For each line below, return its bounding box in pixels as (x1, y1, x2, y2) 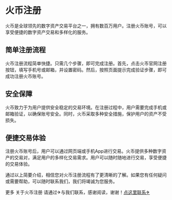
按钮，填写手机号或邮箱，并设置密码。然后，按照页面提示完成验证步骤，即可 (5, 66, 167, 72)
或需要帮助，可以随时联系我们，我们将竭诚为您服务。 (5, 178, 118, 185)
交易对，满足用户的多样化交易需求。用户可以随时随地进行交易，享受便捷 (14, 155, 167, 161)
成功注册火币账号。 (5, 73, 46, 79)
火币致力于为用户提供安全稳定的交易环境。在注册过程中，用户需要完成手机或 (5, 104, 167, 111)
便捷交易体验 (5, 133, 46, 142)
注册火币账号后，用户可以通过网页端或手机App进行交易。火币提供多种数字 (5, 148, 162, 154)
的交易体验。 (5, 161, 32, 167)
